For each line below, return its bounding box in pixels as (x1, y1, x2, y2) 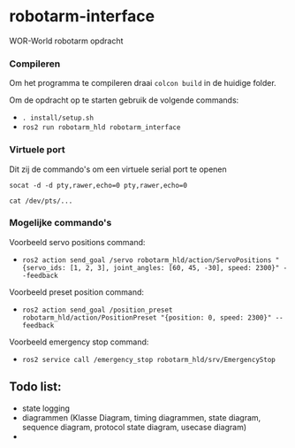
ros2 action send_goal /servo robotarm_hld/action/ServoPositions (21, 255, 272, 265)
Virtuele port (9, 143, 65, 156)
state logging (21, 403, 71, 413)
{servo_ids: (21, 263, 66, 272)
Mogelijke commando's (9, 217, 112, 229)
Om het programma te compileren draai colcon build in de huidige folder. (9, 78, 276, 89)
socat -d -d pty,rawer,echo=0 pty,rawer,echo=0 (9, 181, 188, 189)
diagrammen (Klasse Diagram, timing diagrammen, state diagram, (21, 412, 261, 422)
